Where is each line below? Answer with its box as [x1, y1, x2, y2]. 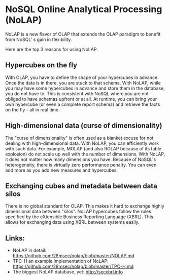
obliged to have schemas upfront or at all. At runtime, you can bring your [5, 96, 157, 102]
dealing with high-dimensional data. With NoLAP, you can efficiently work [5, 140, 159, 146]
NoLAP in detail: [12, 247, 47, 254]
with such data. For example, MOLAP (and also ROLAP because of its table [5, 145, 161, 151]
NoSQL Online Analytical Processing [5, 4, 162, 15]
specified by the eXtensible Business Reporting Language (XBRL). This [5, 214, 153, 220]
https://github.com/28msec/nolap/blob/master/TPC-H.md [12, 263, 134, 269]
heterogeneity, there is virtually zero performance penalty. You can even [5, 162, 157, 168]
